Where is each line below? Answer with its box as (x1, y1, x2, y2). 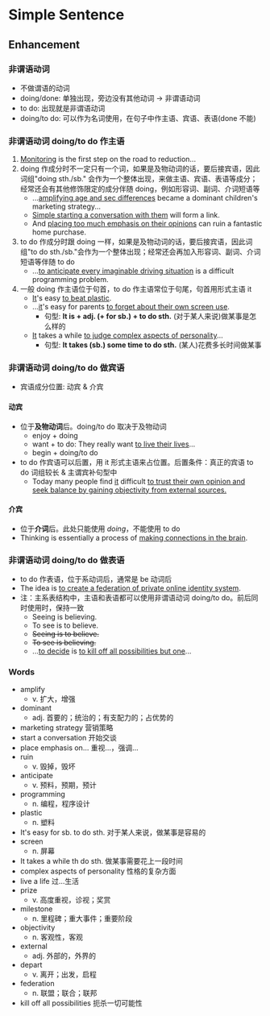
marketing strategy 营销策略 (19, 723, 114, 732)
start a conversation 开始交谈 (19, 733, 117, 743)
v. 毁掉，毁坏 (31, 761, 76, 771)
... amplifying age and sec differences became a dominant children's (31, 193, 258, 203)
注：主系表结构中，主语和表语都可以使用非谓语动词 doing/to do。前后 (19, 593, 251, 603)
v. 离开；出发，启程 (31, 969, 97, 980)
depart (19, 960, 43, 970)
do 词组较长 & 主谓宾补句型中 (19, 467, 118, 477)
